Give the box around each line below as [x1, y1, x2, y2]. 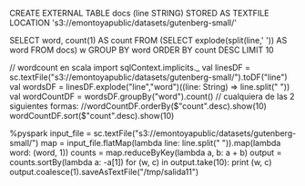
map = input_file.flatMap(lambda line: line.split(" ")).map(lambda [40, 138, 281, 148]
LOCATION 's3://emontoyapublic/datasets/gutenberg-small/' [9, 17, 238, 28]
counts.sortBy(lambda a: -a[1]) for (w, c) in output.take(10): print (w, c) [9, 157, 272, 167]
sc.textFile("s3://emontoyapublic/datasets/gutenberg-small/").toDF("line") [9, 72, 289, 83]
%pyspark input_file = [9, 128, 92, 139]
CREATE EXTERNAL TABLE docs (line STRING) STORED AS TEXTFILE [9, 8, 269, 18]
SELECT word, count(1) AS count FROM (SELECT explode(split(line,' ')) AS [9, 35, 288, 45]
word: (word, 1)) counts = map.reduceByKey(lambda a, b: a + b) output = [9, 147, 282, 158]
